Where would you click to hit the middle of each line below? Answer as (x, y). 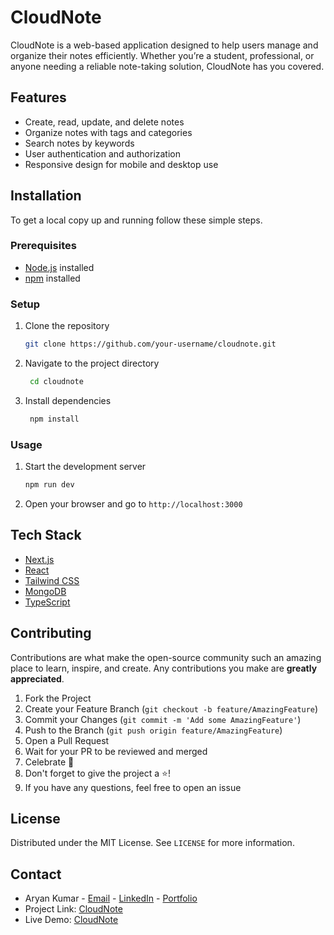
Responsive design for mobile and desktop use (121, 164)
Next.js (39, 559)
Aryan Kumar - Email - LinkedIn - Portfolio (111, 898)
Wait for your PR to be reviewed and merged (116, 751)
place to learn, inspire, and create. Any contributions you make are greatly (164, 668)
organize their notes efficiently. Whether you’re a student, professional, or (162, 55)
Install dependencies (68, 400)
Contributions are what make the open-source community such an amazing (166, 657)
